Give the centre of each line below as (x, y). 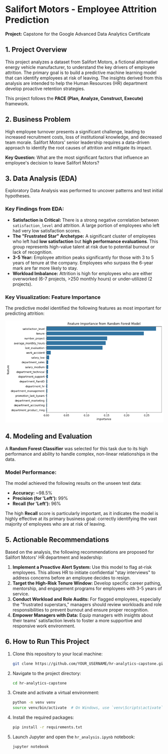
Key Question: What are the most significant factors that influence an (77, 157)
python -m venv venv (34, 703)
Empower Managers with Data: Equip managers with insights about (83, 615)
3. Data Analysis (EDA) (41, 178)
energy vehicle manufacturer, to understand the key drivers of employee (80, 67)
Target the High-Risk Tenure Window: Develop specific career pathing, (87, 583)
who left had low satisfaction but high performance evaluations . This (85, 241)
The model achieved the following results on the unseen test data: (73, 483)
